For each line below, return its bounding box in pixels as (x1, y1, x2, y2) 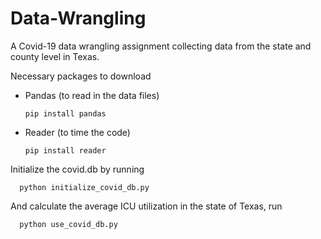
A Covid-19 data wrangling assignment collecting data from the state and (10, 40, 312, 52)
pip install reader (24, 145, 107, 156)
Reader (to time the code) (24, 126, 131, 138)
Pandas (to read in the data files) (24, 89, 160, 101)
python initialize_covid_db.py (19, 182, 150, 192)
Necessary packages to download (10, 70, 152, 82)
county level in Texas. (10, 50, 100, 62)
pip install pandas (24, 108, 107, 119)
